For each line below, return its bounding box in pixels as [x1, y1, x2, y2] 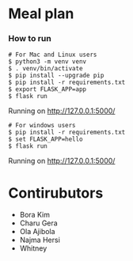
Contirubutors [8, 183, 104, 202]
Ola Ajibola [19, 227, 55, 236]
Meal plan [8, 5, 74, 23]
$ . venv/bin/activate [8, 65, 83, 73]
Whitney [19, 244, 47, 253]
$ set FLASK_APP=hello [8, 135, 83, 143]
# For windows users [8, 122, 77, 130]
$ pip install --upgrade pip [8, 72, 104, 80]
